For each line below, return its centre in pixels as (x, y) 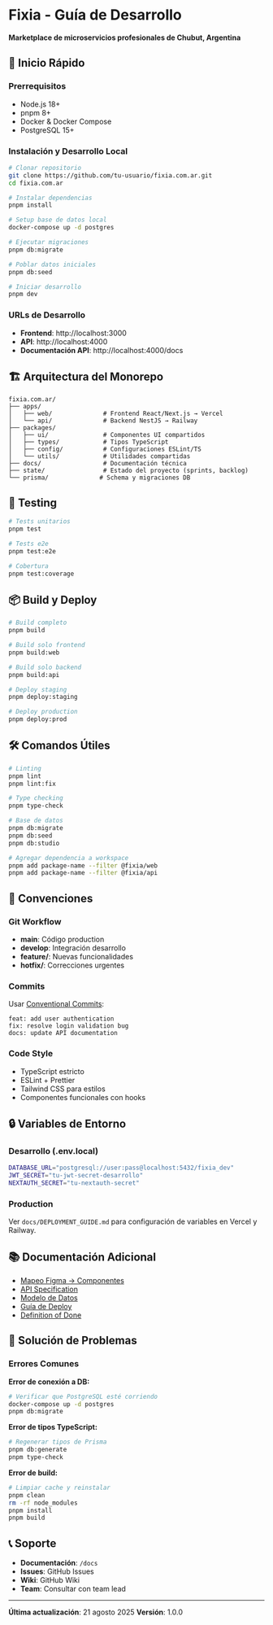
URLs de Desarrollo (47, 315)
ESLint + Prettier (48, 1080)
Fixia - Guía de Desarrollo (95, 15)
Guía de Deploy (46, 1307)
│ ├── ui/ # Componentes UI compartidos (107, 435)
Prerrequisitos (37, 86)
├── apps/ (25, 407)
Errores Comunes (44, 1364)
